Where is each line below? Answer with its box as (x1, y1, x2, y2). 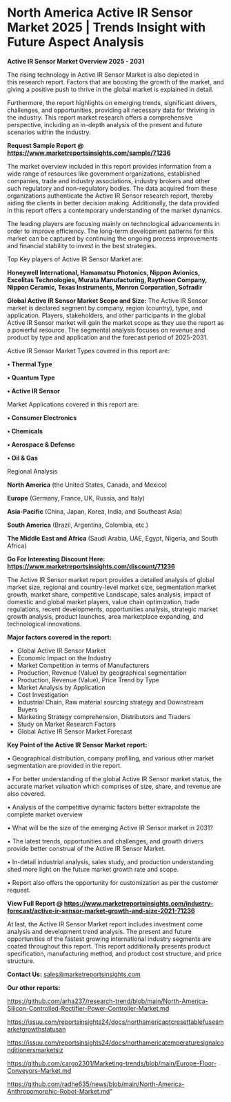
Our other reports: (7, 983, 61, 991)
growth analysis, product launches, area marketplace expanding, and (7, 612, 203, 620)
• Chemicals (7, 427, 43, 435)
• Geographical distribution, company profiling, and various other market (7, 754, 214, 762)
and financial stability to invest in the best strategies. (7, 241, 157, 250)
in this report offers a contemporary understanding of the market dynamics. (7, 206, 222, 214)
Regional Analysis (7, 467, 58, 475)
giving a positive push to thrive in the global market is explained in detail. (7, 85, 214, 93)
